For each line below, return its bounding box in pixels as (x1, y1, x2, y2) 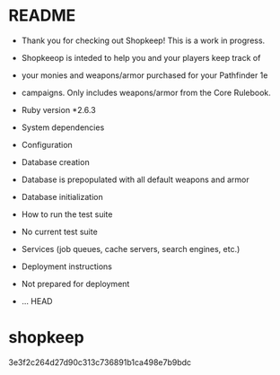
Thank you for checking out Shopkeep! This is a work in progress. (21, 35, 266, 46)
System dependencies (21, 122, 105, 133)
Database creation (21, 156, 91, 167)
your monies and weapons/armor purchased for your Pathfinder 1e (21, 69, 268, 81)
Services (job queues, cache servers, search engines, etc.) (21, 243, 241, 254)
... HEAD (21, 295, 53, 306)
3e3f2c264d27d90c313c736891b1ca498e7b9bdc (8, 356, 192, 368)
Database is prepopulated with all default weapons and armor (21, 174, 250, 185)
